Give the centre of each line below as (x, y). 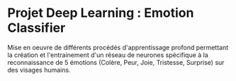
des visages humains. (39, 70)
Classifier (36, 28)
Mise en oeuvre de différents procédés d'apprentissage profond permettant (118, 47)
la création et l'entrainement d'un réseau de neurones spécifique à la (108, 55)
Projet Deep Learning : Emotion (101, 13)
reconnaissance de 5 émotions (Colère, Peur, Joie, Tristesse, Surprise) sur (116, 62)
